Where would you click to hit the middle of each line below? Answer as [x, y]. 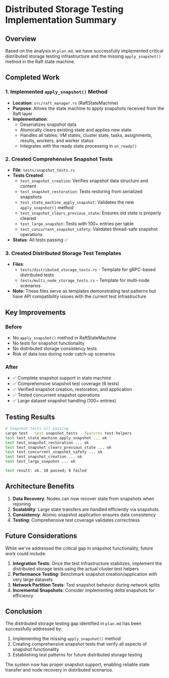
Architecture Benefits [40, 486]
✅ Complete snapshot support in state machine [62, 378]
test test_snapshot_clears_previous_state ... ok [59, 447]
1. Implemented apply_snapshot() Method [56, 92]
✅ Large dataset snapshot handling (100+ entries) [64, 401]
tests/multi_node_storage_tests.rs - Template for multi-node [85, 280]
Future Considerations [41, 536]
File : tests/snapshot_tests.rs [44, 170]
